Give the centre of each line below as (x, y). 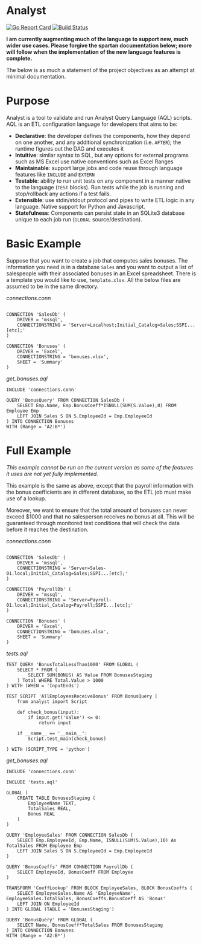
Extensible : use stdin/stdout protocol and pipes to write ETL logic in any (105, 200)
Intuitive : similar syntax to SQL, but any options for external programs (102, 155)
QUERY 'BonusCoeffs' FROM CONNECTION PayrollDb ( (70, 867)
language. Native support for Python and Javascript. (80, 206)
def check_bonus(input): (48, 712)
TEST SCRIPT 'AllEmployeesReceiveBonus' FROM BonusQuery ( (82, 696)
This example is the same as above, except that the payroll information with (100, 485)
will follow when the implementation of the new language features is (93, 51)
